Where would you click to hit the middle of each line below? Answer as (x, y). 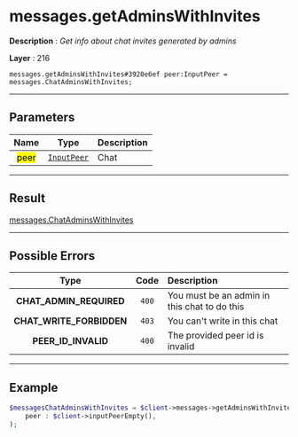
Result (27, 198)
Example (34, 387)
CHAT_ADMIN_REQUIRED (71, 301)
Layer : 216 (30, 58)
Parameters (42, 117)
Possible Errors (52, 256)
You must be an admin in (219, 296)
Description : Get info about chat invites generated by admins (123, 41)
